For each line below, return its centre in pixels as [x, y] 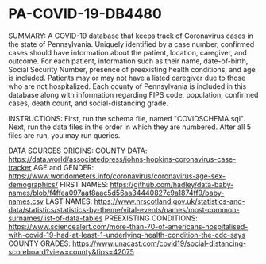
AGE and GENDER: [64, 167]
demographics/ [33, 184]
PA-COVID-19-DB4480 [85, 14]
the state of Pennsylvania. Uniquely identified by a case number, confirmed [131, 44]
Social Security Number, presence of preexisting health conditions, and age [132, 69]
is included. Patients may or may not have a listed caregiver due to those [127, 78]
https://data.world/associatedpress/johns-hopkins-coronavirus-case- [122, 159]
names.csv [26, 201]
